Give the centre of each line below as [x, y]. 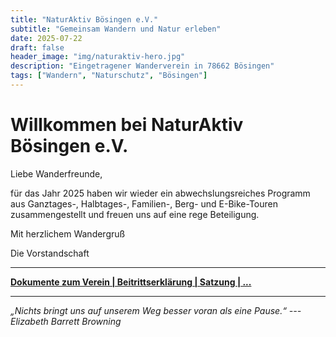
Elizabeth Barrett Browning [66, 321]
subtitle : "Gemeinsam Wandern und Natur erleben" [116, 29]
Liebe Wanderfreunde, [56, 173]
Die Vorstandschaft [50, 253]
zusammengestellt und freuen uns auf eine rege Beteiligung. [135, 214]
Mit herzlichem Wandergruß [68, 233]
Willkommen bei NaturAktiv [127, 125]
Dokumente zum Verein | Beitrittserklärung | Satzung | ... [131, 282]
